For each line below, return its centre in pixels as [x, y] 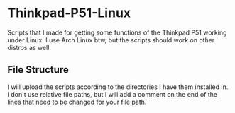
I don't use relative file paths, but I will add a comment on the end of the [113, 94]
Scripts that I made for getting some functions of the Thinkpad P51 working [117, 32]
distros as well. [29, 47]
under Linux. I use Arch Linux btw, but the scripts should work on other [111, 40]
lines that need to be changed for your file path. [77, 102]
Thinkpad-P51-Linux [69, 13]
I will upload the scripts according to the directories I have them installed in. [118, 87]
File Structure [38, 70]
